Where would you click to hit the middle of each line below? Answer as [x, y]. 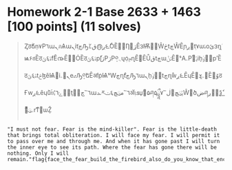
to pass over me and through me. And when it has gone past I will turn [114, 141]
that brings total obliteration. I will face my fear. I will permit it [114, 135]
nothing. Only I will [38, 153]
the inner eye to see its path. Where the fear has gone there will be [112, 147]
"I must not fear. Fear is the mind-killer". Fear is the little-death [112, 129]
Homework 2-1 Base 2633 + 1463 [104, 12]
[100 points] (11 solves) [74, 26]
